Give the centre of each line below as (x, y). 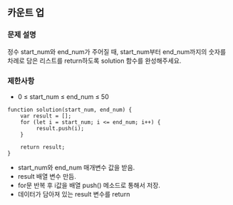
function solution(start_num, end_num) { (70, 110)
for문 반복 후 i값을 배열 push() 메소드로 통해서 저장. (89, 185)
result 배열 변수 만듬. (47, 176)
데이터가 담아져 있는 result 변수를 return (74, 194)
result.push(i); (60, 128)
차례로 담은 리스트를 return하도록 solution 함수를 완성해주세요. (94, 61)
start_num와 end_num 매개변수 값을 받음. (76, 167)
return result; (43, 147)
